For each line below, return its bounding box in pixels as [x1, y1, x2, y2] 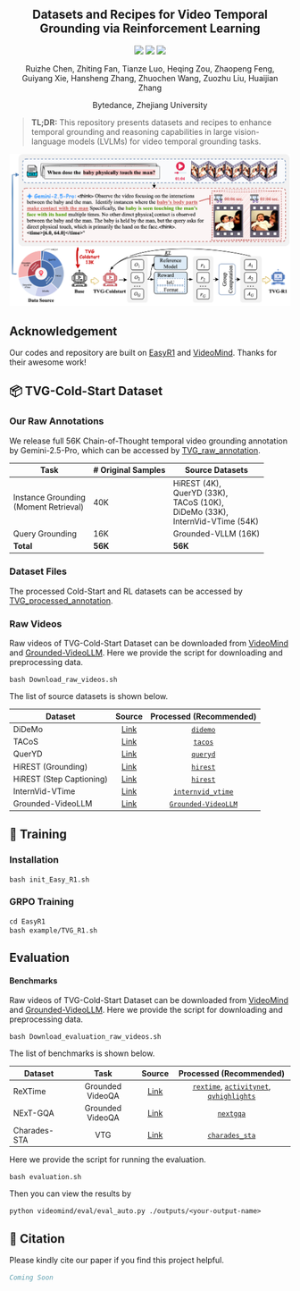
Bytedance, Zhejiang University [92, 99, 208, 110]
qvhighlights [207, 1093, 256, 1101]
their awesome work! [9, 357, 87, 367]
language [30, 136, 66, 147]
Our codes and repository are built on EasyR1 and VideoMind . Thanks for [9, 348, 278, 359]
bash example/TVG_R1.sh [9, 925, 98, 935]
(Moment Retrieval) [12, 502, 85, 512]
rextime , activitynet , [192, 1081, 271, 1092]
